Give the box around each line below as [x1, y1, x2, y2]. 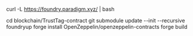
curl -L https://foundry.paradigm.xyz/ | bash [6, 6, 115, 12]
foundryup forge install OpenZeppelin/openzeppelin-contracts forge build [6, 24, 188, 30]
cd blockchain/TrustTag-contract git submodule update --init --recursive [6, 17, 185, 24]
